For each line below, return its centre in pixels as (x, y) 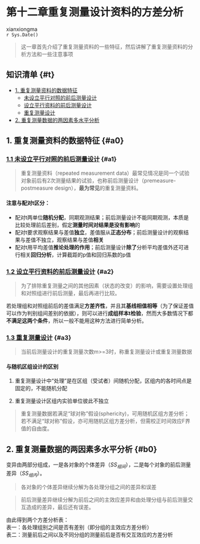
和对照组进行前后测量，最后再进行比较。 (70, 293)
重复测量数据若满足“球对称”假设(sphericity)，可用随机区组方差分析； (105, 414)
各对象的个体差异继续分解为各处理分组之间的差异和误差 (88, 487)
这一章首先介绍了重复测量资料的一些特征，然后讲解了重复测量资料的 (104, 47)
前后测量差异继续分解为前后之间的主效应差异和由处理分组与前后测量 (104, 499)
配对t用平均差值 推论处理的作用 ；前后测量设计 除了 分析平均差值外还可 (99, 247)
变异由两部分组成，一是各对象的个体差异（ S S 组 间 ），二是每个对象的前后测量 (99, 466)
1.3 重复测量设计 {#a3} (39, 338)
